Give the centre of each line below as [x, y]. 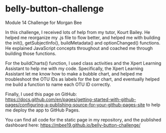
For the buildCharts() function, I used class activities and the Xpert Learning [83, 63]
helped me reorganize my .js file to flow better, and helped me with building [83, 37]
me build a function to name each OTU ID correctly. [58, 84]
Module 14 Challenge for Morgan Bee [43, 22]
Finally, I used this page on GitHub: [41, 94]
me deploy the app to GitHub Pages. [42, 110]
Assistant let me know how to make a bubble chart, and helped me [74, 73]
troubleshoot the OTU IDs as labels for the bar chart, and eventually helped [82, 79]
